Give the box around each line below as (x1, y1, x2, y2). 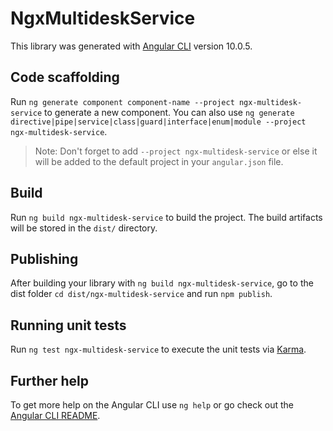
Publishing (10, 250, 79, 267)
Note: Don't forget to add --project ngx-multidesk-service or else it (34, 145, 318, 157)
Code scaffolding (10, 69, 120, 86)
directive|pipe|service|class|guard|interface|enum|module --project (10, 117, 307, 127)
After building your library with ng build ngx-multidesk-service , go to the (10, 277, 314, 289)
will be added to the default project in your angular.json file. (34, 155, 284, 167)
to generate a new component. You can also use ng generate (44, 106, 295, 118)
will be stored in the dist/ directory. (10, 222, 158, 234)
